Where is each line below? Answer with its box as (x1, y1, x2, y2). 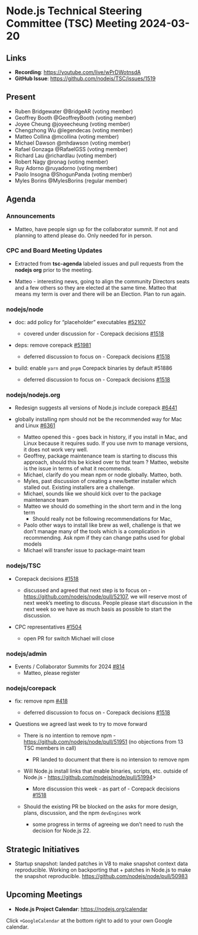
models (23, 540, 42, 547)
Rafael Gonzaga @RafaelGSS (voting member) (14, 145, 128, 152)
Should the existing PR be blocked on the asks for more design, (23, 803, 178, 810)
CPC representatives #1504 (14, 623, 82, 630)
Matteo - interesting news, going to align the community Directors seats (14, 277, 190, 285)
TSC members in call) (23, 745, 77, 752)
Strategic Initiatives (6, 844, 80, 854)
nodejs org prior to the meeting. (14, 266, 93, 273)
